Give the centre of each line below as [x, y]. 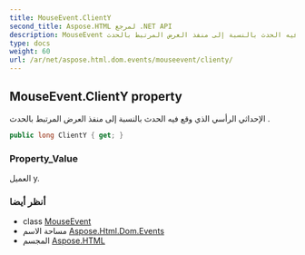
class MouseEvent [57, 221]
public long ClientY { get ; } [67, 135]
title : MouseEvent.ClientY [60, 18]
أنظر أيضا [28, 201]
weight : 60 [30, 52]
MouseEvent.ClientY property [96, 97]
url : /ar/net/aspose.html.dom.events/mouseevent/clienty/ [121, 60]
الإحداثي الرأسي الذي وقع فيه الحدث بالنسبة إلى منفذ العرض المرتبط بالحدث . [140, 118]
